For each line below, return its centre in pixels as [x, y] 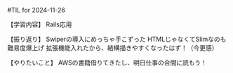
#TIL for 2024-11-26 [36, 10]
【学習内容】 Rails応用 [40, 24]
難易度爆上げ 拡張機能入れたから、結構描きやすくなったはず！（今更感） [113, 48]
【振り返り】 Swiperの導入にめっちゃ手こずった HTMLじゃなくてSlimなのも [117, 39]
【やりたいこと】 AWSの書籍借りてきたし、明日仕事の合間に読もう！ [107, 63]
